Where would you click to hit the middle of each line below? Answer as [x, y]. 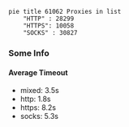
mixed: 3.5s [39, 91]
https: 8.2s [38, 108]
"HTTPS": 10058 [49, 26]
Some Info [29, 53]
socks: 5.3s [39, 116]
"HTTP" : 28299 [49, 19]
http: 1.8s [35, 99]
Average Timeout [38, 72]
